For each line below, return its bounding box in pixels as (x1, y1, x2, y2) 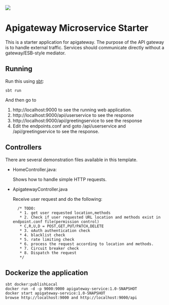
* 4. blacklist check (19, 232, 65, 237)
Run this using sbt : (5, 78, 44, 84)
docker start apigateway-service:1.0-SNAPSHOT (5, 291, 106, 296)
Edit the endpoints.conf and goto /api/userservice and (12, 123, 126, 129)
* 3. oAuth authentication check (19, 228, 90, 233)
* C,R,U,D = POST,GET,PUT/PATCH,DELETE (19, 224, 104, 229)
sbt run (5, 88, 22, 93)
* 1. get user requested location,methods (19, 210, 111, 216)
